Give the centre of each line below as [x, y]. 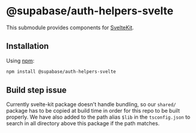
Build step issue [36, 90]
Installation [27, 46]
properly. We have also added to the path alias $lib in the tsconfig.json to [98, 117]
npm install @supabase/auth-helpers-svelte [61, 72]
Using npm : [20, 60]
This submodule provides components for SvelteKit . [70, 27]
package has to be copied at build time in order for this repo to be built [93, 111]
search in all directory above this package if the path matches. [83, 123]
